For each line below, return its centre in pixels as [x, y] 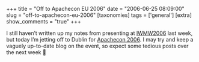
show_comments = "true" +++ [44, 21]
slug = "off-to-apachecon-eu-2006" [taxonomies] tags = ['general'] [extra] [99, 15]
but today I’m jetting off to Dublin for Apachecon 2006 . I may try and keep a [100, 39]
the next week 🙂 [26, 52]
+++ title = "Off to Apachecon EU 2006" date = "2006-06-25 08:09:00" [95, 9]
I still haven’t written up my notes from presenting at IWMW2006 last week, [99, 33]
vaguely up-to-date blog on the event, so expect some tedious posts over [97, 46]
